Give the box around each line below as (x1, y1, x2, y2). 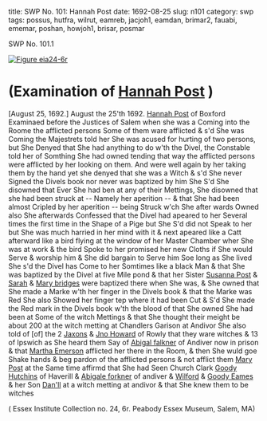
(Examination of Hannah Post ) (8, 83, 214, 100)
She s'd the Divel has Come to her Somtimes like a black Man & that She (8, 261, 245, 270)
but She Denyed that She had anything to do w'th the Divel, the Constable (8, 143, 251, 152)
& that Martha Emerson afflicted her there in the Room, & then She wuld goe (8, 346, 257, 356)
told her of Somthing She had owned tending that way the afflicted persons (8, 151, 255, 160)
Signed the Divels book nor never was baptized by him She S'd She (8, 176, 230, 186)
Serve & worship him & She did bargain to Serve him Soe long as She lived (8, 253, 253, 262)
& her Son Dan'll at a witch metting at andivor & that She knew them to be (8, 380, 249, 389)
